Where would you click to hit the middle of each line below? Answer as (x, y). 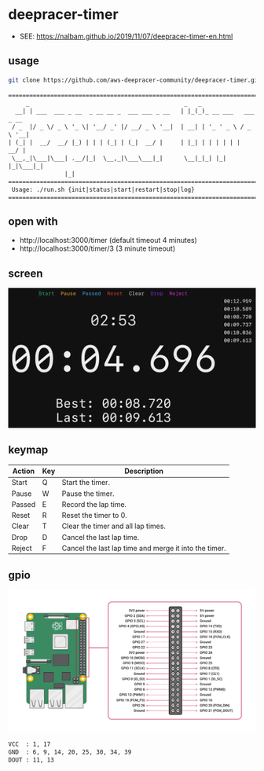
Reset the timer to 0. (94, 516)
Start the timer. (86, 483)
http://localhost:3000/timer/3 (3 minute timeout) (97, 248)
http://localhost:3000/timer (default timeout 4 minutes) (108, 240)
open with (33, 222)
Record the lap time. (94, 504)
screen (26, 273)
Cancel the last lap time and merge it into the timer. (144, 548)
